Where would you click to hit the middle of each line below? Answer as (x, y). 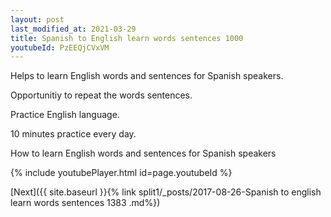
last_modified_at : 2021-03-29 (73, 29)
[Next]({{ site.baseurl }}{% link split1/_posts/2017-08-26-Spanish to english (166, 192)
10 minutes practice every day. (73, 134)
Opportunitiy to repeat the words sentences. (101, 95)
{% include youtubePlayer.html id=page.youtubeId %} (121, 173)
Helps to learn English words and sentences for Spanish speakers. (147, 76)
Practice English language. (65, 115)
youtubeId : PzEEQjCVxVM (60, 47)
